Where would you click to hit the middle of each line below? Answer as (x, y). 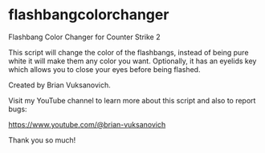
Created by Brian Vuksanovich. (59, 85)
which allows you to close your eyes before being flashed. (104, 69)
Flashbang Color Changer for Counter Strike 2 (84, 37)
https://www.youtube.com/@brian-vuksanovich (87, 124)
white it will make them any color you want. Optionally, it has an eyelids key (132, 61)
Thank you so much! (42, 140)
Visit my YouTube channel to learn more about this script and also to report (132, 100)
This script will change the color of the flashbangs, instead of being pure (128, 52)
